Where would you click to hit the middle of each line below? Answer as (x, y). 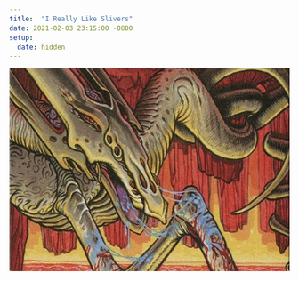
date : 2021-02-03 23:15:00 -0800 (71, 28)
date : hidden (41, 47)
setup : (21, 37)
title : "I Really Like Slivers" (71, 19)
